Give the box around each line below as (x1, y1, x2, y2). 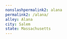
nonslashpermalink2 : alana (5, 7, 62, 13)
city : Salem (5, 21, 30, 27)
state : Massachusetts (5, 26, 51, 31)
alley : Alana (5, 17, 33, 22)
